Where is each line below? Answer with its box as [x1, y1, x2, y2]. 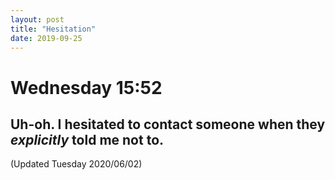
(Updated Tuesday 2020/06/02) [10, 158, 143, 170]
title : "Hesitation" [10, 24, 97, 34]
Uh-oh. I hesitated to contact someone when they [10, 116, 326, 133]
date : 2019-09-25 [10, 33, 83, 43]
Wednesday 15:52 [10, 76, 163, 99]
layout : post [10, 14, 65, 25]
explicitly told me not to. [10, 131, 165, 148]
